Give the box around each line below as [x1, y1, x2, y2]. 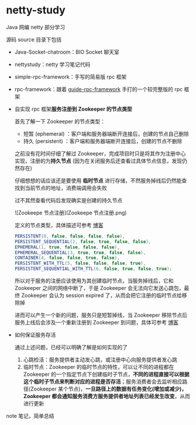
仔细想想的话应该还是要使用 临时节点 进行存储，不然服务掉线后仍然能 [14, 177, 182, 184]
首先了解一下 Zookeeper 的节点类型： [14, 118, 105, 125]
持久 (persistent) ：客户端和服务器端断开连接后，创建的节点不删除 [23, 137, 183, 144]
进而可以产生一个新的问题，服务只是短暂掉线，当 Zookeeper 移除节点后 [14, 312, 187, 319]
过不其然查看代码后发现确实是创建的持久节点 [14, 196, 123, 203]
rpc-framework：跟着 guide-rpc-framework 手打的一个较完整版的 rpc [14, 85, 183, 92]
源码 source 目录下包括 [6, 36, 62, 43]
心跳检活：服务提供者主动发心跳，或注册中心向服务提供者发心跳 [23, 356, 177, 363]
